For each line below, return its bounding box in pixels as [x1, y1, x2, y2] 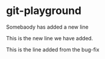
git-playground [6, 4, 81, 18]
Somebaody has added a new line [6, 23, 88, 30]
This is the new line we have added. [6, 34, 93, 41]
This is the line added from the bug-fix [6, 46, 100, 53]
